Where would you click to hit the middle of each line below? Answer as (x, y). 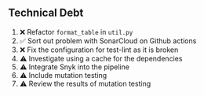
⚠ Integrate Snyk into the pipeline (74, 67)
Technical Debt (46, 13)
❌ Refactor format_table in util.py (76, 31)
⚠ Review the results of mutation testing (85, 83)
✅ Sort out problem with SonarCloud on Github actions (108, 41)
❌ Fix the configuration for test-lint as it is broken (99, 50)
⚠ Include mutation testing (63, 75)
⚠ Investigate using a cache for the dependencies (101, 58)
